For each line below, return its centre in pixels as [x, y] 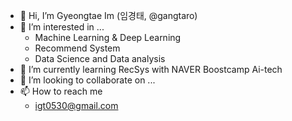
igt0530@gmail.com [76, 105]
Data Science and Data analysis [100, 58]
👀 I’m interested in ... [62, 27]
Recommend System [77, 48]
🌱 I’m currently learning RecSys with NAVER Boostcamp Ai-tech [151, 69]
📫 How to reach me [61, 91]
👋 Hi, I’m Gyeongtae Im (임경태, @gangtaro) [108, 15]
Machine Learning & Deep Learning [108, 37]
